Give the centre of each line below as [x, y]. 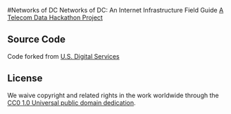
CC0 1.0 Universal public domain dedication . [71, 102]
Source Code [36, 40]
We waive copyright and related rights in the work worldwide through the [113, 95]
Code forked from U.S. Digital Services [63, 56]
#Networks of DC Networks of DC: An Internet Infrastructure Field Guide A [115, 10]
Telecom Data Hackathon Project [55, 17]
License [25, 79]
